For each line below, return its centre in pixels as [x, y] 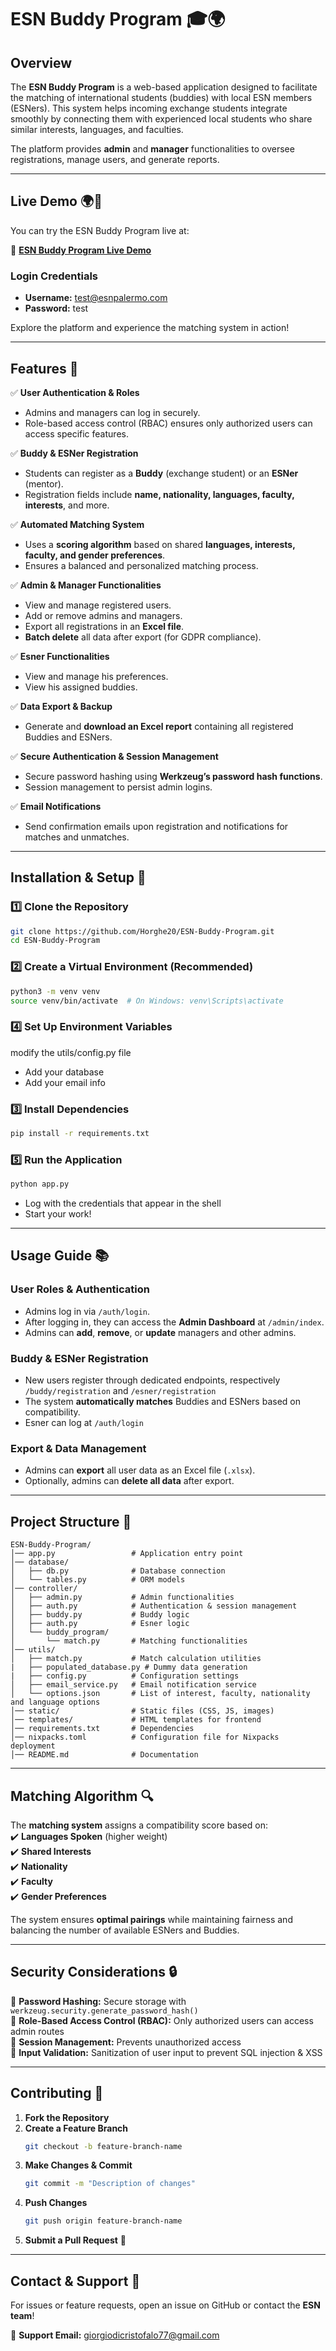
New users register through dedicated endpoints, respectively [152, 1380]
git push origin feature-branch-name [103, 2221]
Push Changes [56, 2203]
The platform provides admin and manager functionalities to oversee [152, 149]
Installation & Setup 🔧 [78, 877]
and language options [55, 1702]
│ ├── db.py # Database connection [118, 1571]
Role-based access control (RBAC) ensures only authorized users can [168, 423]
